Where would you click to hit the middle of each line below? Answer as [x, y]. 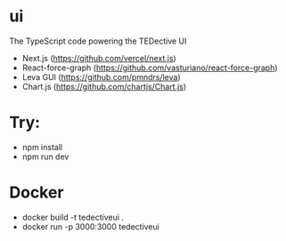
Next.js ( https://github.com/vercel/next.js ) [99, 58]
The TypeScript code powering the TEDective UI [98, 41]
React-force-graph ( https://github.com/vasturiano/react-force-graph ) [150, 68]
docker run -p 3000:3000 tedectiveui [91, 226]
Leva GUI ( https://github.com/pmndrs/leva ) [101, 76]
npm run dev [45, 157]
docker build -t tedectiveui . [73, 217]
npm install [42, 147]
